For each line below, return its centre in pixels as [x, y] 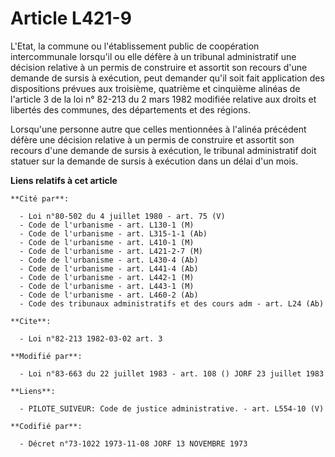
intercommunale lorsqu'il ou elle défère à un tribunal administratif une [153, 56]
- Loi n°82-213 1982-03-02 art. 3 [91, 338]
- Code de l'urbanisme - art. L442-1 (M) [107, 277]
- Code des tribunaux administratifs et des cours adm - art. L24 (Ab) [172, 303]
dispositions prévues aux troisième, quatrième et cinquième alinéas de [155, 88]
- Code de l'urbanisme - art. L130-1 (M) [107, 225]
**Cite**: [31, 321]
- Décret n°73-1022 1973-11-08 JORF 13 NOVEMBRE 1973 [133, 443]
